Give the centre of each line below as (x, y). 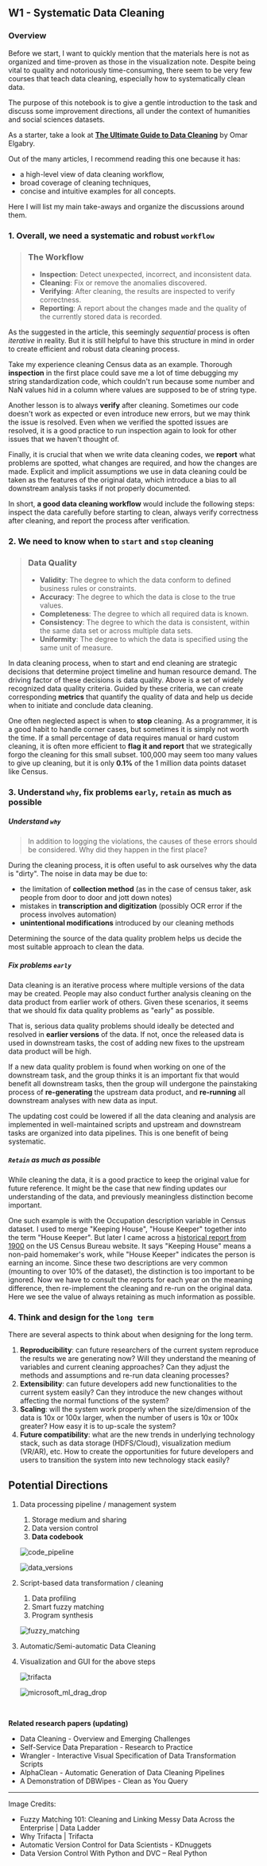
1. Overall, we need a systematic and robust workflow (111, 236)
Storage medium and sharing (79, 1520)
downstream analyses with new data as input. (83, 1100)
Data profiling (54, 1598)
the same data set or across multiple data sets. (116, 631)
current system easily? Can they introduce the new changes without (131, 1392)
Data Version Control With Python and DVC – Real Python (114, 1853)
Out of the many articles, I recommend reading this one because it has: (124, 158)
